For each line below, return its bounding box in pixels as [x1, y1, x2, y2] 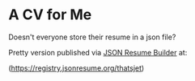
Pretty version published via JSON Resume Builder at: [8, 47, 188, 57]
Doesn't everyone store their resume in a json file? [8, 32, 176, 42]
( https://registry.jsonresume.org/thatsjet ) [8, 63, 145, 73]
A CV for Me [8, 6, 92, 24]
